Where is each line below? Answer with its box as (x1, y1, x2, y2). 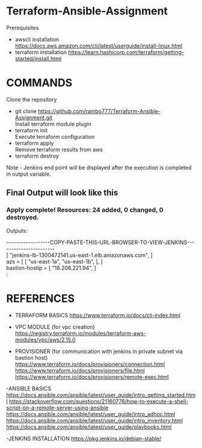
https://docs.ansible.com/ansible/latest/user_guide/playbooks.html (6, 423, 172, 431)
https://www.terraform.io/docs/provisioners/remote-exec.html (14, 373, 170, 380)
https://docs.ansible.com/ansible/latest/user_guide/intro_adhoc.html (6, 410, 176, 417)
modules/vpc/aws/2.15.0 (14, 336, 76, 343)
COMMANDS (6, 76, 73, 90)
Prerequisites (6, 24, 39, 31)
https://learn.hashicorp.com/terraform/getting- (68, 48, 185, 55)
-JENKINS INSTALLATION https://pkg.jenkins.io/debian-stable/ (6, 435, 162, 442)
